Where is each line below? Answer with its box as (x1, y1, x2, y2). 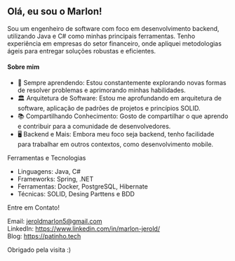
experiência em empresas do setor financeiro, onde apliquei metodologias (7, 39, 222, 48)
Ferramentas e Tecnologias (7, 154, 86, 163)
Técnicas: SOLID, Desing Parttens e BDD (17, 190, 135, 198)
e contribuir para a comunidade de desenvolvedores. (17, 122, 171, 131)
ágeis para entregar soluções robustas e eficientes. (7, 46, 156, 55)
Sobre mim (7, 63, 40, 71)
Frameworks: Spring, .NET (17, 175, 94, 184)
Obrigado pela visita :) (7, 246, 72, 254)
